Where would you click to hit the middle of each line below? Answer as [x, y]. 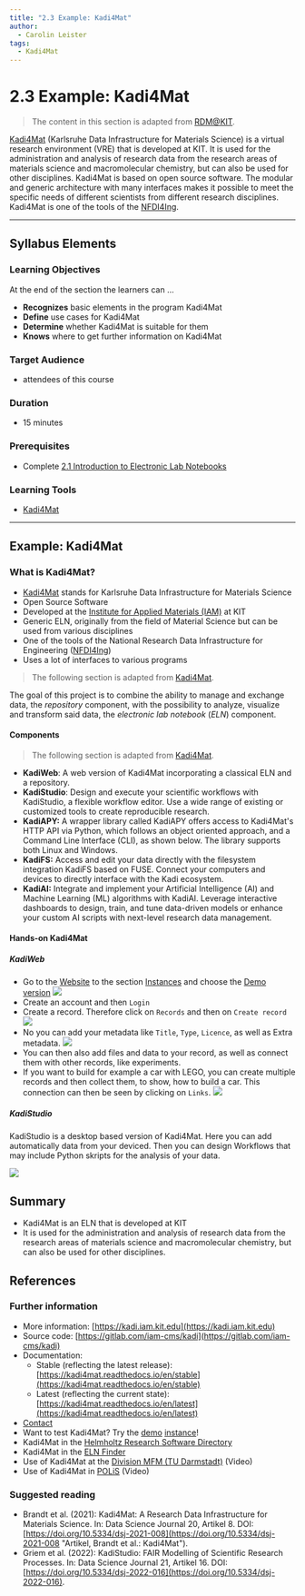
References [43, 1280]
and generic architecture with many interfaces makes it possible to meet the [152, 188]
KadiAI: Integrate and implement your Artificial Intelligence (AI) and [148, 888]
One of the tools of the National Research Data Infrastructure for [143, 640]
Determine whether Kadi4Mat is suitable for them [115, 326]
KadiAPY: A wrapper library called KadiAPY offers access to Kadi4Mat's [158, 821]
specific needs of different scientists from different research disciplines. [144, 197]
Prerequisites [39, 446]
